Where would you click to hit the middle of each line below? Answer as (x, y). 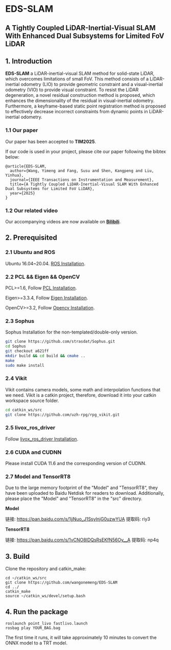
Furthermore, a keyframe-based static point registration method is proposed (86, 106)
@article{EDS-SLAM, (26, 166)
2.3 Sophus (20, 321)
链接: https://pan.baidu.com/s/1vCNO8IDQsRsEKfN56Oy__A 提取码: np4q (82, 540)
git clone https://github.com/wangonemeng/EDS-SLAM (61, 583)
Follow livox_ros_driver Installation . (42, 439)
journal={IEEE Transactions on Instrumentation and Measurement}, (82, 180)
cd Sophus (16, 346)
